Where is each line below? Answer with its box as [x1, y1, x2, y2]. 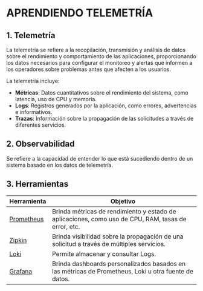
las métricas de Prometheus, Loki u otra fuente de [52, 267, 193, 275]
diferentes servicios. [14, 121, 66, 129]
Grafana [9, 267, 33, 275]
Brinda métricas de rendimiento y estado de [52, 207, 176, 215]
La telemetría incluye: [6, 78, 60, 84]
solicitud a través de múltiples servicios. [52, 239, 166, 248]
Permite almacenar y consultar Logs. [52, 249, 156, 258]
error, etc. [52, 222, 80, 230]
